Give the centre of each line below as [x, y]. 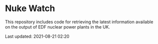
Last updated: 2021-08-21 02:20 [37, 36]
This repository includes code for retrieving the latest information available [79, 22]
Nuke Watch [30, 8]
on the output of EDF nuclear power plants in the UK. [57, 27]
